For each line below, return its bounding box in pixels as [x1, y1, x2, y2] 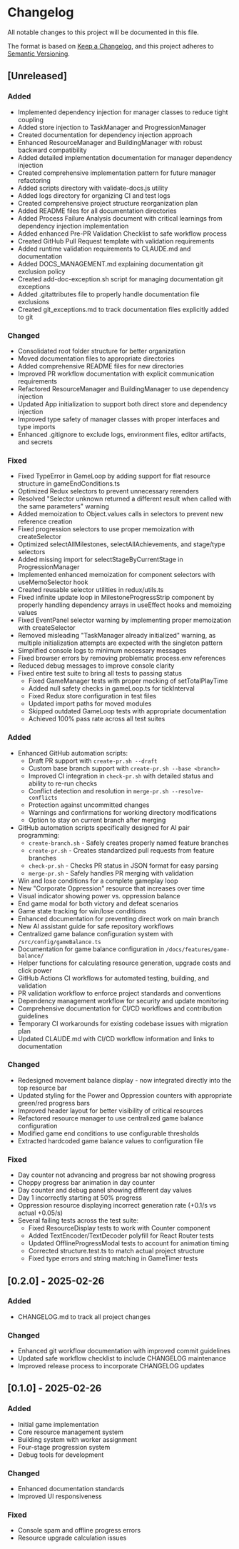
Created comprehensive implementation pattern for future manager [17, 169, 216, 177]
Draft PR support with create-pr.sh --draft [28, 756, 158, 765]
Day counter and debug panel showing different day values [17, 1186, 193, 1195]
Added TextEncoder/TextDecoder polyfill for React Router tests [28, 1231, 214, 1240]
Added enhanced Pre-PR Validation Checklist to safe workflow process [17, 229, 227, 238]
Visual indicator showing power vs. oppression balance [17, 891, 180, 900]
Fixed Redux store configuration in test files [28, 692, 157, 701]
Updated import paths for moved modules [28, 699, 152, 708]
